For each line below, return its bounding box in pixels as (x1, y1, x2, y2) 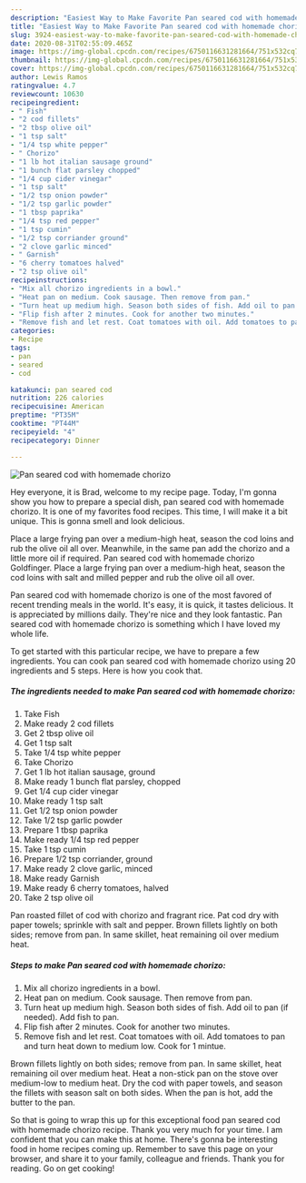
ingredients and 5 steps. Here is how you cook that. (10, 665, 203, 676)
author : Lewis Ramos (10, 73, 89, 82)
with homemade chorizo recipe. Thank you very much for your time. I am (10, 1125, 283, 1136)
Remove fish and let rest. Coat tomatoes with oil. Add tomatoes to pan (23, 1031, 285, 1042)
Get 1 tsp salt (23, 738, 73, 749)
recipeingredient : (10, 97, 80, 107)
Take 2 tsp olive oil (23, 893, 94, 904)
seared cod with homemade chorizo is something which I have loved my (10, 618, 281, 629)
